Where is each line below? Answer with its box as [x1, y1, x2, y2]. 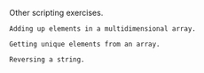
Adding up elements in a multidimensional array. [9, 25, 197, 33]
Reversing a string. [9, 55, 86, 64]
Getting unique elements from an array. [9, 40, 161, 48]
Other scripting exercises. [9, 8, 104, 18]
